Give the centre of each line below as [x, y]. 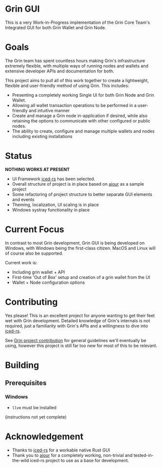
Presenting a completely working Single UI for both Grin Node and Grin [83, 95]
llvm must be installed [34, 407]
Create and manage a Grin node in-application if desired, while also [80, 116]
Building [22, 365]
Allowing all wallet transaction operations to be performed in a [74, 105]
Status [19, 156]
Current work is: [21, 262]
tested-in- [144, 455]
